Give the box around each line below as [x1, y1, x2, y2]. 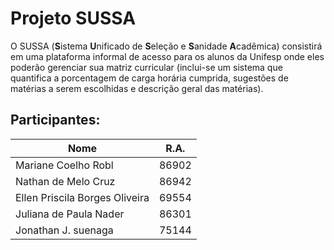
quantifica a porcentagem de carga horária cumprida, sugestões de [10, 72, 289, 84]
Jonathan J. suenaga [15, 223, 114, 237]
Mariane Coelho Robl [15, 158, 114, 172]
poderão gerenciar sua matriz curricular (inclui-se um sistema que [10, 61, 283, 73]
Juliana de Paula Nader [15, 207, 125, 221]
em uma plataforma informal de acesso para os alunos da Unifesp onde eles [10, 50, 325, 62]
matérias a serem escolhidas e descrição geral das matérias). [10, 82, 264, 94]
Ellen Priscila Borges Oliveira [15, 190, 150, 204]
